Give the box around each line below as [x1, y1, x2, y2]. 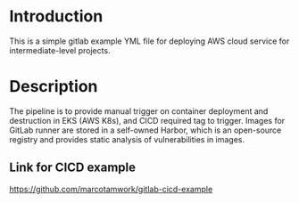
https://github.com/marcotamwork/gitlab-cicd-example [9, 183, 213, 194]
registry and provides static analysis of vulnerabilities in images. [9, 134, 245, 144]
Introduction [9, 6, 104, 27]
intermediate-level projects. [9, 45, 111, 55]
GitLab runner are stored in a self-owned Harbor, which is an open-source [9, 125, 282, 135]
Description [9, 77, 98, 97]
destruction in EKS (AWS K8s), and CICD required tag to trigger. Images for [9, 115, 286, 126]
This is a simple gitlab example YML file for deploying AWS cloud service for [9, 36, 290, 46]
